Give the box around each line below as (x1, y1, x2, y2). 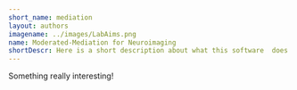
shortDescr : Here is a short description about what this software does (8, 46, 289, 55)
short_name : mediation (8, 12, 93, 22)
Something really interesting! (8, 70, 114, 81)
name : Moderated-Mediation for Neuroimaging (8, 37, 177, 47)
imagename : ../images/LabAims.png (8, 29, 137, 38)
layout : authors (8, 21, 69, 30)
